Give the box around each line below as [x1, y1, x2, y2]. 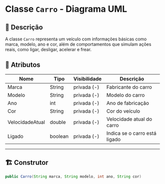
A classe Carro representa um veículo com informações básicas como [5, 36, 147, 42]
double [50, 119, 66, 125]
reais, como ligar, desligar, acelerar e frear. [5, 47, 92, 52]
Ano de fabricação [106, 99, 149, 106]
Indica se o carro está [106, 129, 157, 136]
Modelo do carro [106, 92, 145, 98]
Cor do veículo [106, 107, 140, 114]
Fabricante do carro [106, 84, 152, 91]
